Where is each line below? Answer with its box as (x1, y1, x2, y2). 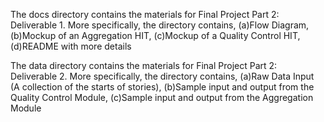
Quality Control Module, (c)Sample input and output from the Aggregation (10, 92, 314, 103)
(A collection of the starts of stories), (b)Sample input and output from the (10, 81, 315, 93)
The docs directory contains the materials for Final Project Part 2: (10, 9, 280, 20)
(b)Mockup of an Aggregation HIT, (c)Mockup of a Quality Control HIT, (10, 30, 301, 41)
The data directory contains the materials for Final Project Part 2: (10, 60, 278, 71)
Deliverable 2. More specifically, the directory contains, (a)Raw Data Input (10, 70, 315, 82)
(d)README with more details (10, 40, 132, 52)
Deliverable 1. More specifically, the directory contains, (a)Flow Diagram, (10, 19, 310, 31)
